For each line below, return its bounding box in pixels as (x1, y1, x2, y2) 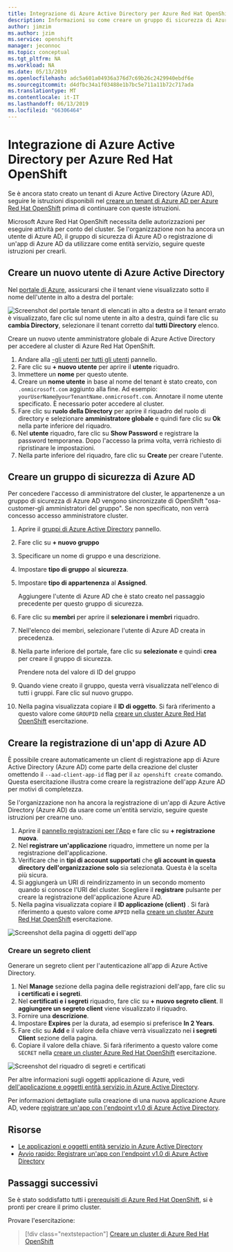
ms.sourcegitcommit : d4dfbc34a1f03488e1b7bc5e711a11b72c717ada (8, 81, 194, 88)
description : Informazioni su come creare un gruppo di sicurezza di (8, 17, 213, 24)
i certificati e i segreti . (17, 990, 82, 998)
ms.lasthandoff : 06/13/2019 (8, 101, 89, 108)
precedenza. (17, 634, 55, 642)
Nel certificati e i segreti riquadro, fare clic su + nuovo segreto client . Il (17, 997, 223, 1006)
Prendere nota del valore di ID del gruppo (17, 668, 136, 676)
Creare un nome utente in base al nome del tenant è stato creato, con (17, 377, 217, 386)
